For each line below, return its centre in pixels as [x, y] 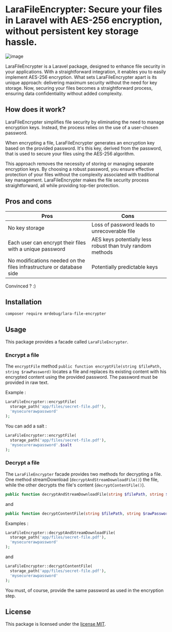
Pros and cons [29, 202]
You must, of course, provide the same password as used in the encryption [84, 590]
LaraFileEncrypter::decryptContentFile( [49, 566]
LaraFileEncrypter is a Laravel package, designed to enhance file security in [85, 66]
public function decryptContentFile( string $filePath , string [73, 514]
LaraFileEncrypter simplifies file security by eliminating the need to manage [85, 122]
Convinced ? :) [21, 286]
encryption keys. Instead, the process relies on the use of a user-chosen [82, 127]
